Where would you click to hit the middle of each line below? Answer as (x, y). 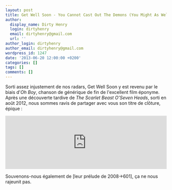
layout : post (19, 10)
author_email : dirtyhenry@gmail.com (44, 48)
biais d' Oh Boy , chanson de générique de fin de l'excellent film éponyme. (82, 92)
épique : (14, 109)
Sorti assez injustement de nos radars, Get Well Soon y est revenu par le (81, 87)
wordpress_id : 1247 (26, 53)
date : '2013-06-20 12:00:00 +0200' (43, 58)
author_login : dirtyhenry (33, 44)
